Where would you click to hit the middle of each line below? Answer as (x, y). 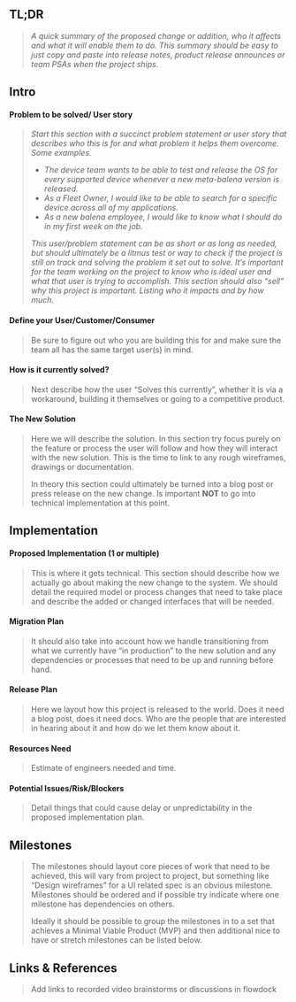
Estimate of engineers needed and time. (103, 768)
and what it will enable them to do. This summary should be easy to (154, 45)
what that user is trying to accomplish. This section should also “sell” (157, 281)
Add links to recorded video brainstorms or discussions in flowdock (153, 990)
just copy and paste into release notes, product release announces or (158, 54)
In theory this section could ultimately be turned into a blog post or (152, 484)
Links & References (63, 968)
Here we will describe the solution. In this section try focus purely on (156, 439)
